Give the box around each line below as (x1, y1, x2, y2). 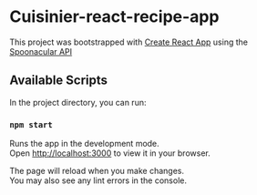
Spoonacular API (9, 46, 73, 56)
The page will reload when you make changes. (9, 166, 185, 177)
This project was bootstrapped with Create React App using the (9, 36, 249, 47)
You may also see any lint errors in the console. (9, 175, 187, 186)
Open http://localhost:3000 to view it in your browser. (9, 148, 211, 159)
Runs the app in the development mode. (9, 139, 159, 149)
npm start (9, 119, 53, 129)
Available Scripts (9, 73, 108, 88)
